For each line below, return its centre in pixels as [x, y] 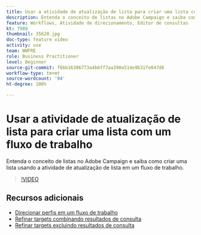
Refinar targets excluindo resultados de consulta [74, 225]
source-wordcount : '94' [36, 79]
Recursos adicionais [45, 198]
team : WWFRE [21, 51]
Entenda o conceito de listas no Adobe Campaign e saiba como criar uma [97, 161]
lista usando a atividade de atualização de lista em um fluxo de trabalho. [95, 167]
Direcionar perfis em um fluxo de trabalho [66, 212]
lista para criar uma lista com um [89, 132]
